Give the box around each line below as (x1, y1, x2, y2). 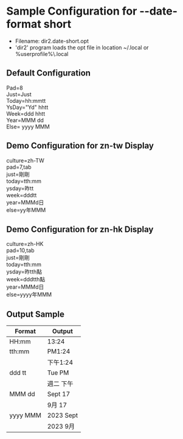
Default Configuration (6, 68, 91, 79)
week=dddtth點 (6, 276, 46, 283)
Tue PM (47, 368, 69, 377)
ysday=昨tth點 (6, 268, 43, 275)
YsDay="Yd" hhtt (6, 104, 49, 111)
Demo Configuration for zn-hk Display (6, 224, 154, 234)
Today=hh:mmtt (6, 97, 46, 104)
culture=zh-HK (6, 241, 44, 248)
